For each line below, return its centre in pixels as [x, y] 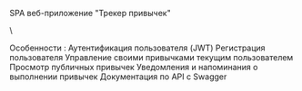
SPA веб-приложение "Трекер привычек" [90, 13]
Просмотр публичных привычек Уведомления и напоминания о [134, 67]
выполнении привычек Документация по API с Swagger [118, 77]
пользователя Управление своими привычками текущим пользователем [151, 57]
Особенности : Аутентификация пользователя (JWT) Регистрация [137, 48]
